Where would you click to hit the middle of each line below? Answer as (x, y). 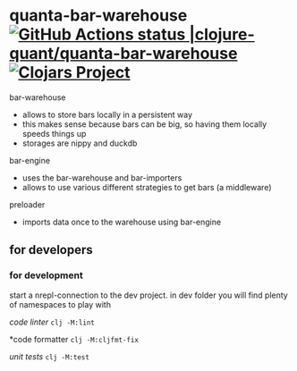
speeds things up (54, 133)
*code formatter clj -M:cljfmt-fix (74, 339)
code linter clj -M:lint (52, 322)
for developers (51, 250)
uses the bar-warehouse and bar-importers (102, 177)
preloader (27, 204)
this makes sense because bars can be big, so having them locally (144, 124)
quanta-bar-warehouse (98, 16)
